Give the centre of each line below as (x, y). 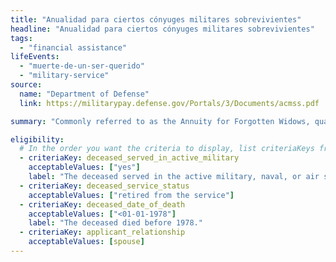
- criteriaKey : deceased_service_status (104, 186)
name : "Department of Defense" (84, 94)
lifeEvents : (35, 57)
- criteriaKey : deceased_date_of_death (102, 204)
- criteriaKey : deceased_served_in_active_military (129, 158)
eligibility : (37, 139)
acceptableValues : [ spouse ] (86, 242)
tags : (21, 38)
